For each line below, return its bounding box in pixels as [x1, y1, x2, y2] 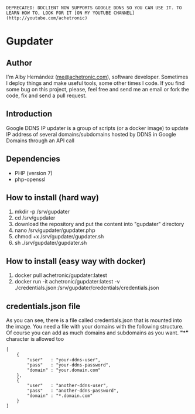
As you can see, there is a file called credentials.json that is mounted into [6, 317, 183, 324]
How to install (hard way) [6, 193, 100, 203]
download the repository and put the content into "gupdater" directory [14, 221, 184, 228]
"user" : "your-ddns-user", [27, 357, 101, 363]
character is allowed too [6, 336, 64, 343]
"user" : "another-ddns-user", [27, 383, 109, 389]
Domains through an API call [6, 137, 75, 144]
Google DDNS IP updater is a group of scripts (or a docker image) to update [6, 124, 189, 131]
